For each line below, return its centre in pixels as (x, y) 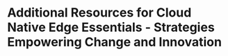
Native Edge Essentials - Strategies (111, 27)
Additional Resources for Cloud (99, 13)
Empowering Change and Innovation (115, 42)
